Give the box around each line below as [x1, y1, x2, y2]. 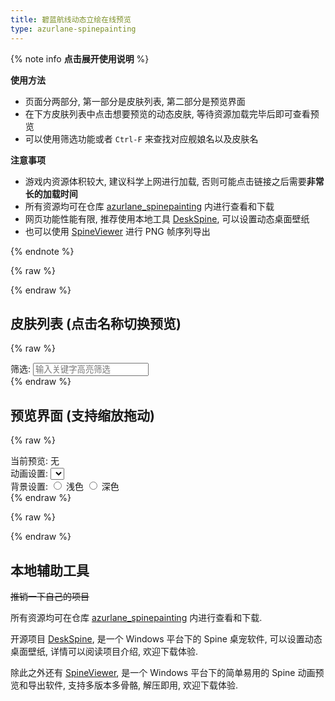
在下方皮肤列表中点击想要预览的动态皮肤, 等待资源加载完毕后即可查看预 [24, 107, 320, 120]
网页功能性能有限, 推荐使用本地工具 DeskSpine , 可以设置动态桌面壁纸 [24, 212, 310, 225]
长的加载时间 [24, 187, 78, 200]
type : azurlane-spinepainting [10, 24, 137, 34]
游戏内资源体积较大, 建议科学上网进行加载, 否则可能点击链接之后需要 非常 [24, 175, 325, 187]
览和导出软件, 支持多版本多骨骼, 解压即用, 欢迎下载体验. [10, 679, 238, 691]
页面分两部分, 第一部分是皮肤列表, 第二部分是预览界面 [24, 95, 246, 107]
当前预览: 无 [10, 455, 60, 467]
